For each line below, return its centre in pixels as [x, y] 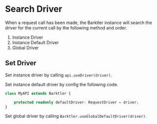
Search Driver [34, 9]
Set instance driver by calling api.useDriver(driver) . [59, 75]
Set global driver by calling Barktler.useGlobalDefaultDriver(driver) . [76, 116]
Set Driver [21, 63]
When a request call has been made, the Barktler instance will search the [79, 23]
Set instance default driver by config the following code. [62, 84]
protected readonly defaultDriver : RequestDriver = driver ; [76, 102]
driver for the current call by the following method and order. [66, 27]
